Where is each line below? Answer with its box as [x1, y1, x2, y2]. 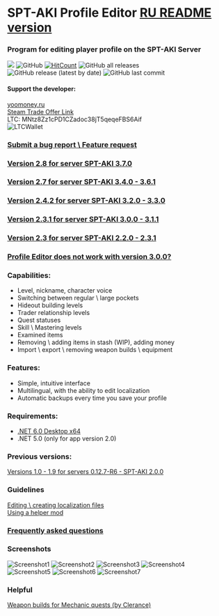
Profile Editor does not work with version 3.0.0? [7, 252, 172, 262]
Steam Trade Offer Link [7, 107, 74, 116]
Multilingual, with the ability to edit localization [17, 386, 150, 394]
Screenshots [7, 544, 51, 554]
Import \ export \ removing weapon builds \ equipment [17, 346, 173, 354]
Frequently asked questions [7, 525, 104, 535]
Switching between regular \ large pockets [17, 294, 139, 302]
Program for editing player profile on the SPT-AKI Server [7, 45, 202, 54]
